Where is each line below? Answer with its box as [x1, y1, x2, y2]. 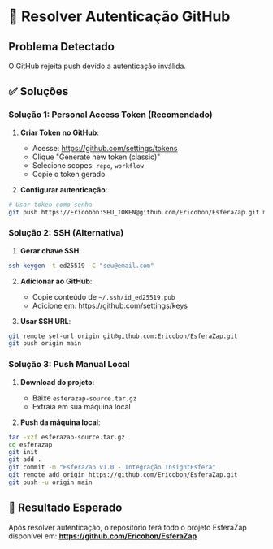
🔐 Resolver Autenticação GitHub [8, 7, 231, 26]
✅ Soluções [8, 84, 69, 98]
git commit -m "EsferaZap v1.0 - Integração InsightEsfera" [8, 463, 217, 472]
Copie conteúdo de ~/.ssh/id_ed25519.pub [32, 292, 175, 301]
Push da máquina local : [19, 417, 101, 427]
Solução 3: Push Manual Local [8, 359, 130, 370]
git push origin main [8, 339, 82, 348]
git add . [8, 456, 42, 464]
